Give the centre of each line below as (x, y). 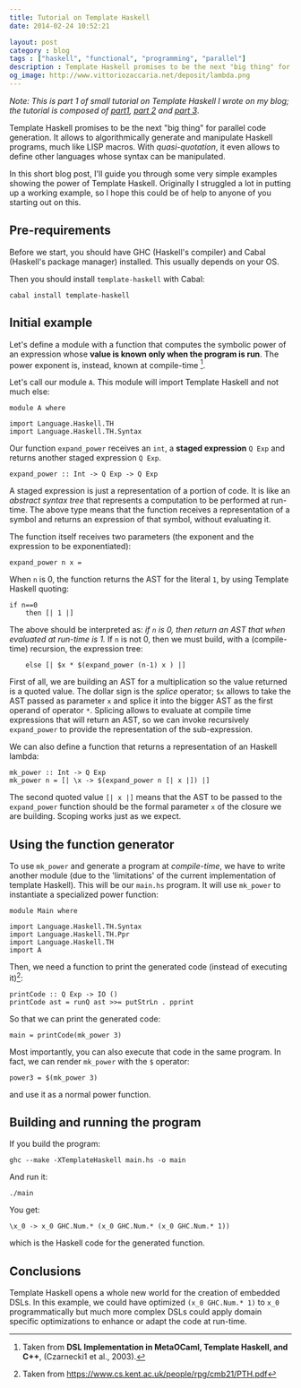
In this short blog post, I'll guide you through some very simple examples (143, 173)
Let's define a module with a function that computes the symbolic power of (148, 344)
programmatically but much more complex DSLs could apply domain (136, 1312)
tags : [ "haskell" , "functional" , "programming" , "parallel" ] (128, 59)
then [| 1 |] (50, 613)
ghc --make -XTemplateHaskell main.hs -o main (98, 1160)
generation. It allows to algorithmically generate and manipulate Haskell (141, 137)
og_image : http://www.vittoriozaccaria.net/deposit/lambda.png (130, 76)
